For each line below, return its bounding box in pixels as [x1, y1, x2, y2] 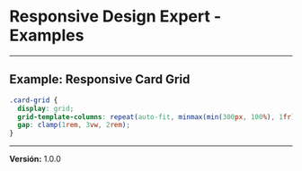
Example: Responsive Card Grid [9, 72, 191, 87]
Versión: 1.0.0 [9, 154, 61, 165]
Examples [9, 25, 84, 46]
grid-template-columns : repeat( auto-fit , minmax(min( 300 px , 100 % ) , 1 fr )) [17, 112, 299, 122]
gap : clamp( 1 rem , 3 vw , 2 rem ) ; [17, 121, 130, 130]
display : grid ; [17, 104, 75, 113]
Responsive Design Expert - [9, 6, 222, 27]
